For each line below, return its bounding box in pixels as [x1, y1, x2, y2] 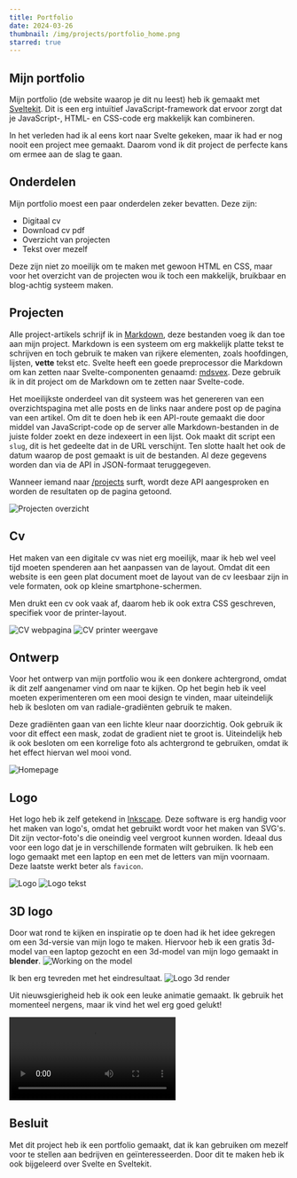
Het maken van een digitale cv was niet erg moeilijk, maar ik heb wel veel [9, 552, 277, 563]
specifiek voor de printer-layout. [9, 607, 127, 617]
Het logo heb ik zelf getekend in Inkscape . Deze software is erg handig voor [9, 813, 286, 825]
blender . [9, 955, 42, 966]
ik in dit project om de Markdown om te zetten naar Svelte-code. [9, 376, 246, 387]
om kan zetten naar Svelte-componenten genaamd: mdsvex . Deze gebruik [9, 366, 281, 377]
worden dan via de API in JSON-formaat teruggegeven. [9, 459, 211, 470]
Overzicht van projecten [21, 234, 111, 245]
